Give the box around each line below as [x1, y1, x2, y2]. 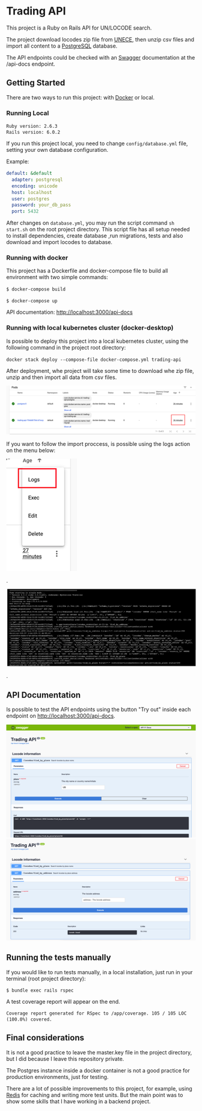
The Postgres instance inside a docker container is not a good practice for [6, 1066, 191, 1074]
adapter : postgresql [11, 177, 63, 183]
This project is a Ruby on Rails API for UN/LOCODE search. [6, 24, 152, 31]
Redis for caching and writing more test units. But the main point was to [6, 1091, 183, 1098]
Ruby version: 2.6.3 [6, 124, 58, 130]
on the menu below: [6, 446, 56, 454]
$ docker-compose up [6, 298, 58, 304]
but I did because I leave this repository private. [6, 1055, 124, 1062]
